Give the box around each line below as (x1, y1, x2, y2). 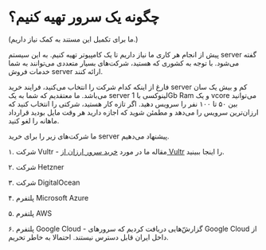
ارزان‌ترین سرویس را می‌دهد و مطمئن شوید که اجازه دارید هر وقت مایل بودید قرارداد (8, 107, 259, 117)
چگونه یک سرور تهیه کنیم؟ (8, 8, 160, 26)
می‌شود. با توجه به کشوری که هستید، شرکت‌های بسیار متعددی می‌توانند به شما (8, 58, 240, 68)
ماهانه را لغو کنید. (8, 115, 60, 125)
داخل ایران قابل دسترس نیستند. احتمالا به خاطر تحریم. (8, 232, 169, 242)
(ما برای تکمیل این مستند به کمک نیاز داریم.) (8, 34, 139, 44)
